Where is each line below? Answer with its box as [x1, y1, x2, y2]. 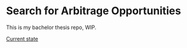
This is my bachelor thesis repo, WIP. [6, 24, 96, 31]
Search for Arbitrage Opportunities [6, 4, 181, 18]
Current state [6, 35, 38, 42]
